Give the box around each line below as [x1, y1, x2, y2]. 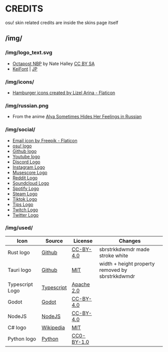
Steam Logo [12, 191, 37, 197]
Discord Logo [12, 159, 40, 165]
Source [45, 237, 63, 244]
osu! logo [12, 143, 32, 149]
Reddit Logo [12, 175, 38, 181]
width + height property [99, 260, 155, 267]
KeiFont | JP [12, 66, 37, 72]
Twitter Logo [12, 212, 39, 218]
